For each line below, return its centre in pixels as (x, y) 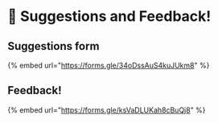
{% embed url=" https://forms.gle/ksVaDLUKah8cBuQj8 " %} (107, 110)
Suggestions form (53, 46)
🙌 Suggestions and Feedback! (109, 16)
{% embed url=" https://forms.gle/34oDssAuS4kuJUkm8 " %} (109, 65)
